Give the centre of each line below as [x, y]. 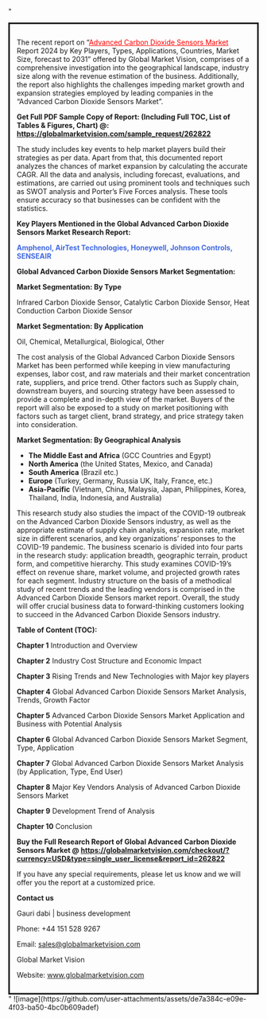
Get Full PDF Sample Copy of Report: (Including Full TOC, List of [124, 117]
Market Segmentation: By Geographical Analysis [99, 440]
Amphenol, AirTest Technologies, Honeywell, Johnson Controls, [125, 247]
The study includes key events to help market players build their [122, 149]
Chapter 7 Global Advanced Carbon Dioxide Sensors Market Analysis [130, 763]
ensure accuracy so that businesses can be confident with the [119, 200]
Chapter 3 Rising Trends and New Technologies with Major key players [133, 676]
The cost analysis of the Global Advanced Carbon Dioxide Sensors [126, 357]
